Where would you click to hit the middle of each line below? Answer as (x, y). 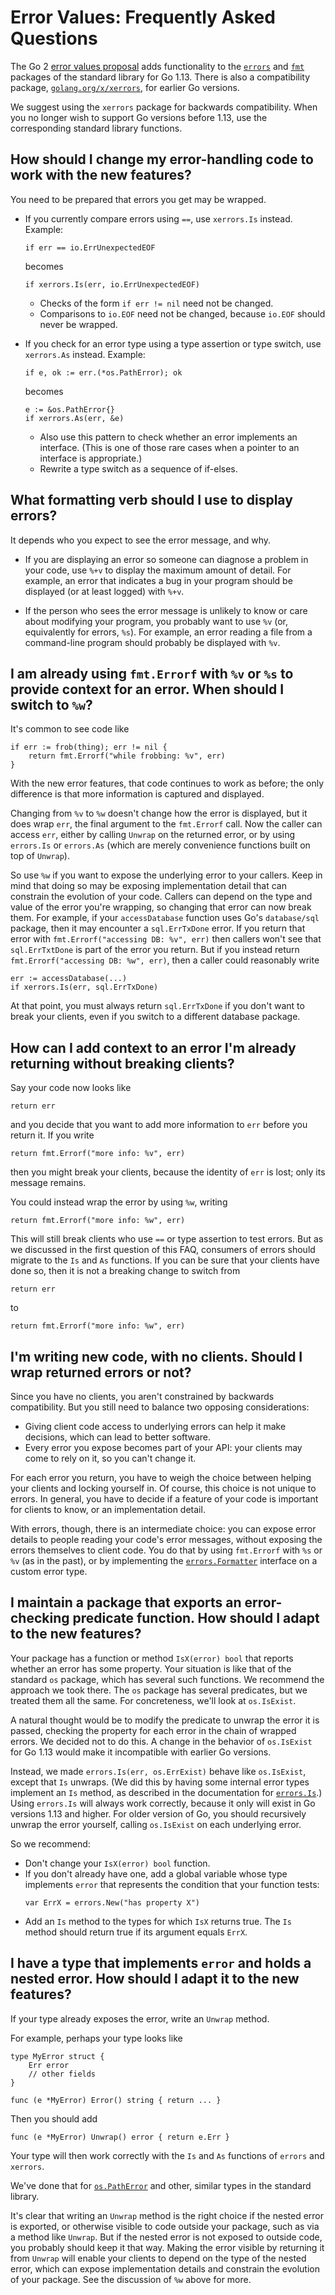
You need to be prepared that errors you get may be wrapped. (138, 199)
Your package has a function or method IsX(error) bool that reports (152, 1658)
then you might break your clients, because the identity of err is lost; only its (168, 1172)
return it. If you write (52, 1135)
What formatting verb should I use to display (151, 500)
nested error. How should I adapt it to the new (155, 1979)
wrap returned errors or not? (101, 1372)
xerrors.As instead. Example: (85, 354)
